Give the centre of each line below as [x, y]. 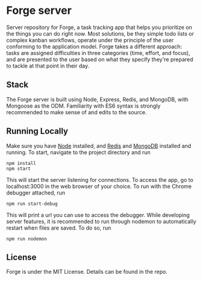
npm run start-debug [32, 204]
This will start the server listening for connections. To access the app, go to [100, 179]
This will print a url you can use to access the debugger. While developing [98, 215]
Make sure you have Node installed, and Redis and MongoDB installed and [99, 146]
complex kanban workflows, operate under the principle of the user [90, 40]
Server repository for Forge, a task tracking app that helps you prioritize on [99, 27]
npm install [21, 163]
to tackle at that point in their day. [48, 66]
